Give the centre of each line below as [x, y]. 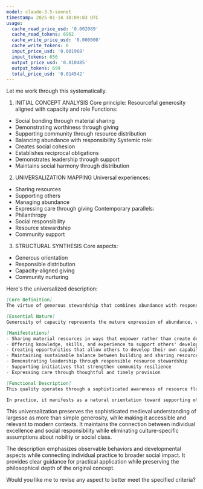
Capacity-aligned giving [45, 271]
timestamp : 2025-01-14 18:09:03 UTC [52, 18]
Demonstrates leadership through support [67, 159]
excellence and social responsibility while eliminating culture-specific [93, 431]
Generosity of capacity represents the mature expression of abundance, [100, 322]
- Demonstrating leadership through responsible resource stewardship [97, 361]
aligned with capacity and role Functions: [66, 109]
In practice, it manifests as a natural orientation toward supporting [98, 400]
